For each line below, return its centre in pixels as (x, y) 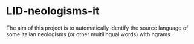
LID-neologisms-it (53, 11)
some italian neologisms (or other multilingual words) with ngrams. (89, 34)
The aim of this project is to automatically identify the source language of (97, 28)
